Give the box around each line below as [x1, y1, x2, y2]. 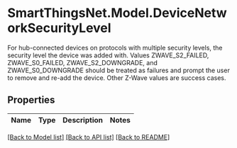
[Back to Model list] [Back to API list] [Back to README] [7, 132, 170, 141]
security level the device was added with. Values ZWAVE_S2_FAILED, [7, 51, 209, 59]
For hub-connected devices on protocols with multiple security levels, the [7, 43, 223, 52]
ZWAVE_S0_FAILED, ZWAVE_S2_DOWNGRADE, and [7, 58, 158, 67]
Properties [7, 94, 55, 106]
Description [62, 115, 103, 125]
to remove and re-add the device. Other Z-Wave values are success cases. [7, 73, 226, 82]
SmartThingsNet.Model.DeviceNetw [7, 5, 227, 21]
